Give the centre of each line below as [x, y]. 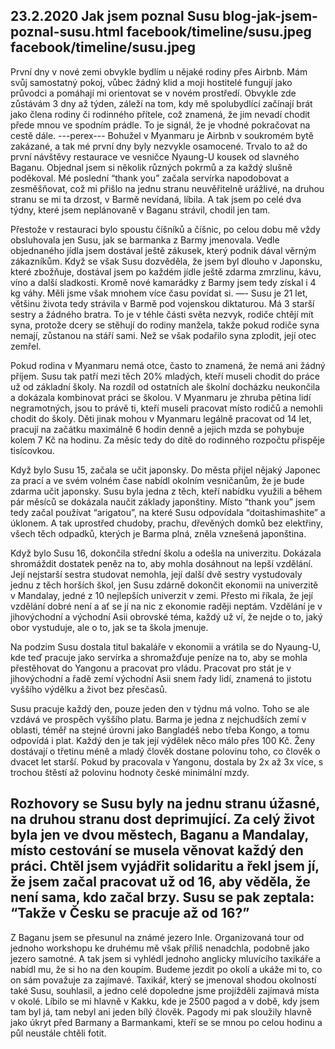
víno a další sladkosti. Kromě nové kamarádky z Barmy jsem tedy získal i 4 [163, 282]
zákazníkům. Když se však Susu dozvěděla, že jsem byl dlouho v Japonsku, [166, 261]
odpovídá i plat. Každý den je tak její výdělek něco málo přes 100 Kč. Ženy [163, 740]
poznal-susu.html [67, 32]
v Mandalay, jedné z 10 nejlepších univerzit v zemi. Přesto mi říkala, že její [162, 595]
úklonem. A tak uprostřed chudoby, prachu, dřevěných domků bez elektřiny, [166, 523]
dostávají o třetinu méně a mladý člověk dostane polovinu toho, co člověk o [165, 751]
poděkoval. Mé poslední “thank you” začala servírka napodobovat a [150, 178]
